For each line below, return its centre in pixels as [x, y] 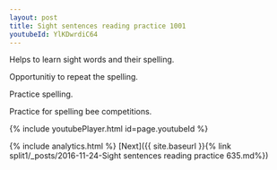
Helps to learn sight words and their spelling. [92, 60]
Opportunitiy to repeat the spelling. [74, 77]
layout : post [34, 17]
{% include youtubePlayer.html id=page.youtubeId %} [109, 129]
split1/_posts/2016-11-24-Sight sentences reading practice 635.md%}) [139, 156]
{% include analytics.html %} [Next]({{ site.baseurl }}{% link [120, 146]
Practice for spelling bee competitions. [81, 112]
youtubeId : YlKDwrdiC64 [54, 34]
